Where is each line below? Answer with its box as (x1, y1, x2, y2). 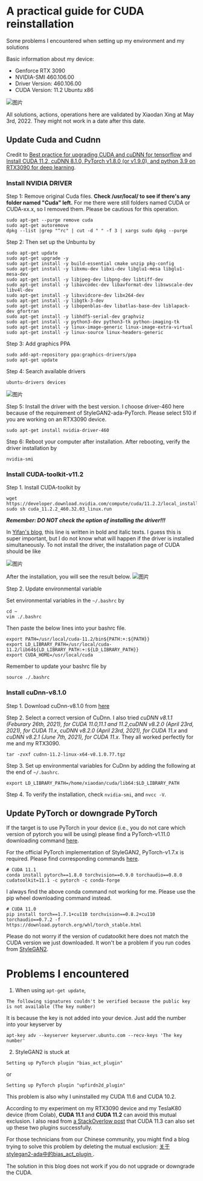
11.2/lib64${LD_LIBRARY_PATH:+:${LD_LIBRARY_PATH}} (6, 647, 139, 653)
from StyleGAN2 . (6, 946, 49, 953)
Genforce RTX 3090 (14, 67, 65, 74)
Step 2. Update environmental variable (6, 585, 102, 592)
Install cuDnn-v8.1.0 (6, 689, 67, 697)
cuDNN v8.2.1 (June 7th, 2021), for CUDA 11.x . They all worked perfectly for (6, 733, 194, 741)
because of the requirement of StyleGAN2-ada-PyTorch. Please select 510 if (6, 410, 196, 417)
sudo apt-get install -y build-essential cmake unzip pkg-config (6, 261, 174, 267)
